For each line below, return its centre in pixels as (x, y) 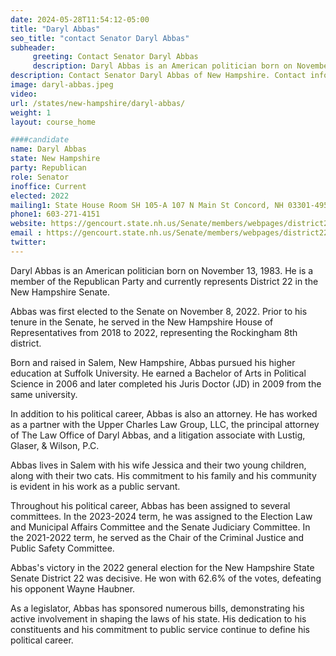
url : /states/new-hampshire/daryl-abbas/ (98, 103)
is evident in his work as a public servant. (95, 486)
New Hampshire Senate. (60, 292)
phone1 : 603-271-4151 (55, 214)
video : (24, 94)
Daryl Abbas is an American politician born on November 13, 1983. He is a (162, 270)
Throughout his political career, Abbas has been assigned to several (150, 505)
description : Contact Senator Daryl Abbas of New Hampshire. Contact (158, 76)
